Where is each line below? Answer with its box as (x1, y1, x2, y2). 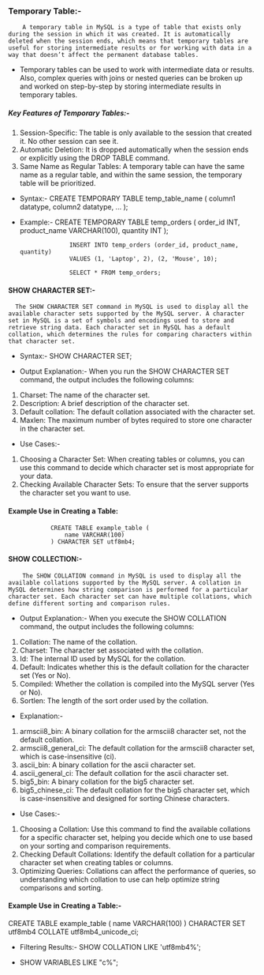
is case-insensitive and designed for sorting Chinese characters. (19, 793, 230, 803)
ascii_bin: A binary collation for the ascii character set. (19, 760, 196, 770)
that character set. (8, 337, 76, 345)
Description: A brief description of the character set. (19, 399, 190, 408)
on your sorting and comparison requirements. (19, 841, 171, 850)
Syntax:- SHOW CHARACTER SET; (19, 352, 132, 361)
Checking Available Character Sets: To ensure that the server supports (19, 480, 249, 489)
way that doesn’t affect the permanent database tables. (8, 51, 199, 59)
